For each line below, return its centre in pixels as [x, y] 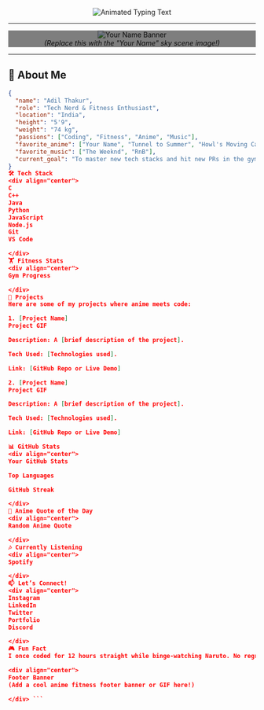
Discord [21, 627]
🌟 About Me [37, 75]
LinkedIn [22, 605]
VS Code [21, 240]
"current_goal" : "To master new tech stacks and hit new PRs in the [130, 159]
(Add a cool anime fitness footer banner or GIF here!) [101, 685]
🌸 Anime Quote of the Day [50, 511]
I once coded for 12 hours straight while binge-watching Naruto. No [125, 657]
